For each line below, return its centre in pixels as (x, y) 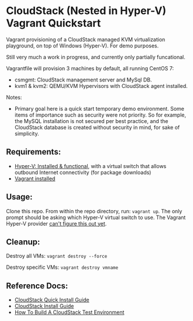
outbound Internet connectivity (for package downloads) (83, 172)
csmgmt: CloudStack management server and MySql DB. (83, 80)
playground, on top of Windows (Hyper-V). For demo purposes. (82, 46)
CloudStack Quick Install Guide (52, 300)
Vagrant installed (35, 178)
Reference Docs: (37, 286)
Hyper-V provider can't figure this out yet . (56, 223)
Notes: (14, 97)
